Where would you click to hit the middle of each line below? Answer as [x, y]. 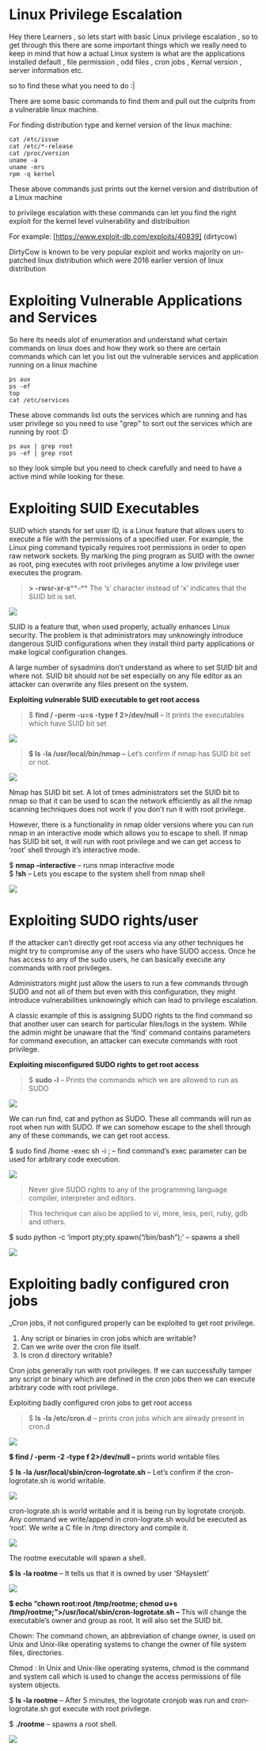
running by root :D [38, 432]
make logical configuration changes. [68, 651]
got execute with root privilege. [101, 1708]
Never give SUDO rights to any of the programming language [128, 1189]
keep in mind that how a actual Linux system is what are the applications [127, 53]
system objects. [35, 1684]
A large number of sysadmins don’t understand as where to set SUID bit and [133, 667]
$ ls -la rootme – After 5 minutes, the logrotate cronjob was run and [119, 1700]
